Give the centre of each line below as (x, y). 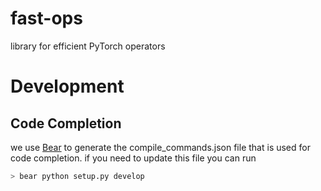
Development (67, 86)
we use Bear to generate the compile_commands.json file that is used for (160, 147)
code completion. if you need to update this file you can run (133, 158)
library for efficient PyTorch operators (88, 46)
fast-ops (46, 18)
